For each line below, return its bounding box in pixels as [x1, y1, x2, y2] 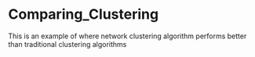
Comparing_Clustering [8, 5, 159, 23]
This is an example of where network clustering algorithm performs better [8, 31, 247, 41]
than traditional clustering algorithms [8, 39, 127, 48]
